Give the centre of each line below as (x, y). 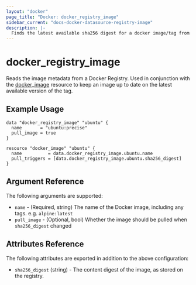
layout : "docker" (27, 11)
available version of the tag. (39, 91)
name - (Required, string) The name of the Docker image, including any (99, 207)
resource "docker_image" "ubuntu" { (51, 148)
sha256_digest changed (43, 225)
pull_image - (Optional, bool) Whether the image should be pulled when (101, 219)
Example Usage (35, 109)
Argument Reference (45, 182)
